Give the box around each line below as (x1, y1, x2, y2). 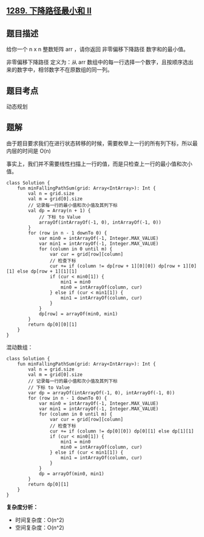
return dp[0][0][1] (28, 321, 78, 327)
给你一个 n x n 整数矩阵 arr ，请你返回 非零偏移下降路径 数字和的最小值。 (6, 46, 189, 53)
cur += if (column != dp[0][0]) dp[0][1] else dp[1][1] (49, 428, 194, 434)
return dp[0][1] (28, 481, 69, 487)
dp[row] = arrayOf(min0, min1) (38, 310, 118, 317)
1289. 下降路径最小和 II (6, 5, 92, 16)
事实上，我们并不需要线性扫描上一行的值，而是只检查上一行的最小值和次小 (6, 160, 192, 167)
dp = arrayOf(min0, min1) (38, 470, 104, 477)
